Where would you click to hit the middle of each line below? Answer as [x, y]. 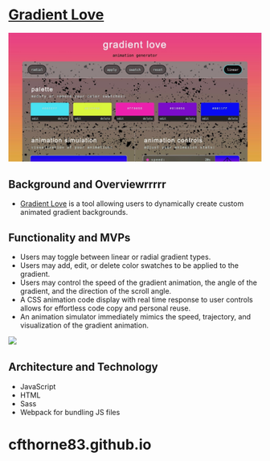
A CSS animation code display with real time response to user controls [136, 299]
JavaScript [38, 386]
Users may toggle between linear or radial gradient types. [115, 257]
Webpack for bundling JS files [70, 412]
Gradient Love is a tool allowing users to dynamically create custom [132, 204]
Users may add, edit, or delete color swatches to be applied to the [129, 265]
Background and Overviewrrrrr [87, 184]
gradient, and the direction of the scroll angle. [96, 290]
